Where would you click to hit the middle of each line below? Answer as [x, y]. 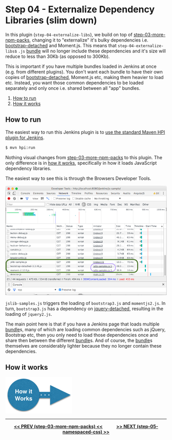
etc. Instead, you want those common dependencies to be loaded [74, 83]
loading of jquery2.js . [29, 314]
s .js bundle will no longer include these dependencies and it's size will [90, 51]
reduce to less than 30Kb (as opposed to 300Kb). [58, 56]
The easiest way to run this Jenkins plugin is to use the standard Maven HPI [85, 132]
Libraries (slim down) [51, 20]
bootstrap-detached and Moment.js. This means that [61, 45]
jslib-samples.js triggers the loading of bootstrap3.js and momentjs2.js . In [85, 303]
